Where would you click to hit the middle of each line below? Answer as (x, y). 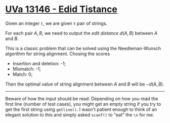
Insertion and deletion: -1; (39, 63)
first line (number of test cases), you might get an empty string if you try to (83, 104)
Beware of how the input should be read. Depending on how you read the (82, 98)
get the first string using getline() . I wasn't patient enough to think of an (81, 109)
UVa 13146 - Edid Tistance (61, 9)
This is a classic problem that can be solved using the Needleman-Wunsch (83, 48)
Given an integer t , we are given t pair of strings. (56, 23)
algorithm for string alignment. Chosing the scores (58, 54)
